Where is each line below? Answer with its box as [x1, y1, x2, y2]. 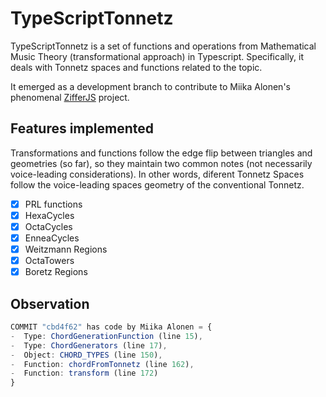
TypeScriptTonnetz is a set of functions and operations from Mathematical [10, 40, 317, 52]
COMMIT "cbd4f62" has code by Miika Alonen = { [10, 322, 213, 332]
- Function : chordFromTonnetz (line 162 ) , [10, 359, 195, 369]
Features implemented [10, 120, 154, 137]
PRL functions [24, 198, 83, 210]
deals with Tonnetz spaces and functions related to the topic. [10, 61, 263, 73]
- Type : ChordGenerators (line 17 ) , [10, 340, 168, 351]
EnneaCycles [24, 232, 80, 244]
